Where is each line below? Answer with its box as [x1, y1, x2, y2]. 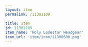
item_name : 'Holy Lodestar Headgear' [5, 30, 84, 35]
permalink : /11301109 [5, 12, 50, 17]
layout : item [5, 7, 32, 12]
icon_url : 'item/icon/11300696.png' [5, 35, 81, 40]
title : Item [5, 21, 30, 26]
